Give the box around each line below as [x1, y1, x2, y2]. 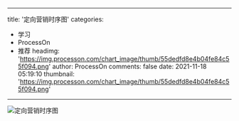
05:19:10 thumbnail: [17, 70, 75, 78]
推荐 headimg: [17, 47, 60, 55]
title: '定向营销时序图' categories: [7, 15, 105, 23]
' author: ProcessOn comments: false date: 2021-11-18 [48, 62, 207, 70]
